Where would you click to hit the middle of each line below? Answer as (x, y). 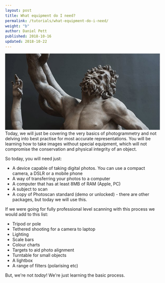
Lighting (20, 234)
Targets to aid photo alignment (43, 250)
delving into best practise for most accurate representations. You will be (78, 138)
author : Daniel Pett (26, 31)
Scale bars (23, 239)
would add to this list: (27, 214)
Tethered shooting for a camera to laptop (54, 229)
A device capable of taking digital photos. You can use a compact (79, 168)
